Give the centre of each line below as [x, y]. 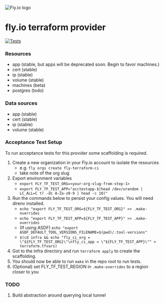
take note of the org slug [44, 173]
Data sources [21, 103]
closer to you [26, 272]
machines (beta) [29, 85]
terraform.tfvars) [38, 246]
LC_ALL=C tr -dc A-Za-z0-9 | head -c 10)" [64, 193]
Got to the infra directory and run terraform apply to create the [76, 251]
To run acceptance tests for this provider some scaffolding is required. [76, 153]
